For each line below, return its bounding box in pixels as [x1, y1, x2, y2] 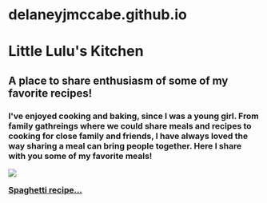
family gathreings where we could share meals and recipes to [8, 120, 252, 131]
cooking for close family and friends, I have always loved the [8, 130, 249, 141]
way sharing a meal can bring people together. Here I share [8, 140, 242, 151]
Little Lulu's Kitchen [8, 42, 144, 61]
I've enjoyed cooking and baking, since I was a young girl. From [8, 110, 259, 121]
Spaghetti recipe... [8, 185, 82, 196]
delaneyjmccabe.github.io [8, 6, 188, 24]
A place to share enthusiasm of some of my [8, 74, 229, 87]
